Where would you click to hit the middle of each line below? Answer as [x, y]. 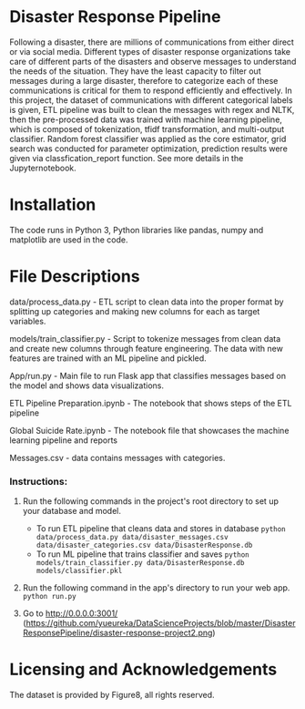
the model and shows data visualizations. [87, 385]
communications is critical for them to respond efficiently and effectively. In [151, 90]
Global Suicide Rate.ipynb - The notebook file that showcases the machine [149, 430]
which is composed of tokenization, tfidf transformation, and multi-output [147, 128]
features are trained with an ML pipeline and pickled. [108, 358]
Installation [53, 205]
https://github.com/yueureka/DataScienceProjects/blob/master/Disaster [161, 623]
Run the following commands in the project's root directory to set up [151, 501]
